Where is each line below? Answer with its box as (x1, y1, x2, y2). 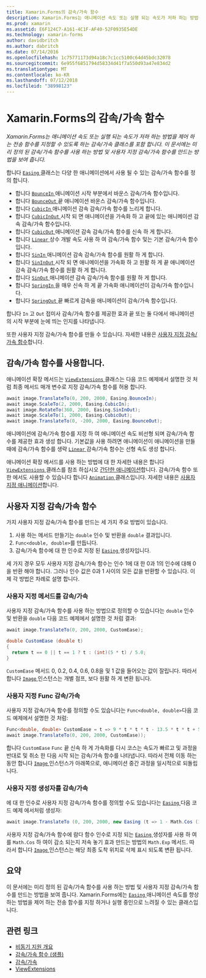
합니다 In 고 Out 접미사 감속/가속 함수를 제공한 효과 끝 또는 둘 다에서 (6, 310, 168, 317)
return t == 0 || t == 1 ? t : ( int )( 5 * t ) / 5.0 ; (12, 649, 147, 655)
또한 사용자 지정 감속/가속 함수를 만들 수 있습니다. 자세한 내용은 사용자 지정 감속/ (6, 330, 197, 338)
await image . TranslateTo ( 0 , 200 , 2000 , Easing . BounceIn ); (6, 395, 157, 402)
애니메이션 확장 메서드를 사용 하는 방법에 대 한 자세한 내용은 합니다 (6, 458, 164, 466)
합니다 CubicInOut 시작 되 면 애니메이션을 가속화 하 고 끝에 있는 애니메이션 (15, 212, 193, 220)
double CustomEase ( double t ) (6, 638, 84, 644)
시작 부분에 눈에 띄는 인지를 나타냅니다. (12, 317, 106, 325)
